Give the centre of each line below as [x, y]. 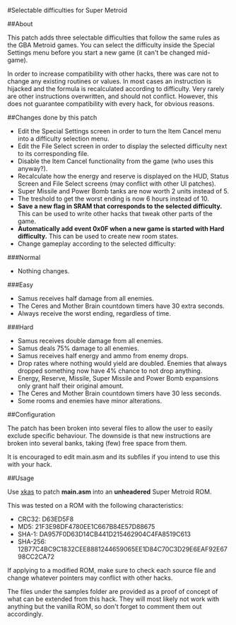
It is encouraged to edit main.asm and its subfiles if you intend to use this [114, 457]
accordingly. [25, 614]
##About [20, 24]
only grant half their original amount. [70, 386]
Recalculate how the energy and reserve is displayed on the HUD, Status [123, 176]
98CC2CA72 [36, 556]
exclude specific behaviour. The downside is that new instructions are [109, 436]
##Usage [21, 478]
